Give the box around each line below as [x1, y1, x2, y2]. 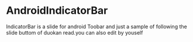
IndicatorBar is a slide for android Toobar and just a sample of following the [6, 23, 187, 30]
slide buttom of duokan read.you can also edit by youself [6, 29, 143, 36]
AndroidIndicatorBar [6, 4, 108, 17]
